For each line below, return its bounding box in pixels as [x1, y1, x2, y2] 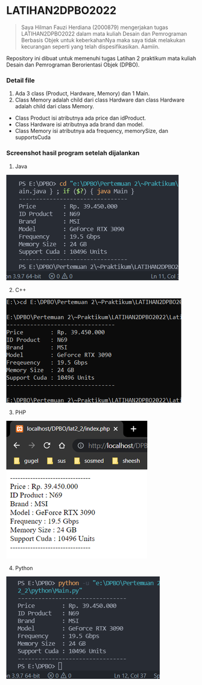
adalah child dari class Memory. [14, 103, 95, 110]
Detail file [6, 76, 35, 85]
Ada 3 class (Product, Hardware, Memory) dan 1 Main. [14, 90, 150, 97]
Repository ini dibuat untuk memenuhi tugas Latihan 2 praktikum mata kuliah [6, 54, 197, 62]
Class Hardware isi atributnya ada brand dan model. [14, 121, 144, 128]
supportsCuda [14, 134, 51, 141]
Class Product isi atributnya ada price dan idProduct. [14, 114, 147, 122]
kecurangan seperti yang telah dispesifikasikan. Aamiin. [21, 43, 160, 50]
